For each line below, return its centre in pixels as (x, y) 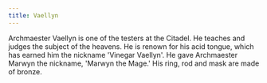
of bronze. (25, 71)
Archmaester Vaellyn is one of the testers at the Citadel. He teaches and (127, 38)
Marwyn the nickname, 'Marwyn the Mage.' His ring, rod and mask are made (134, 63)
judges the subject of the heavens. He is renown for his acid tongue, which (131, 46)
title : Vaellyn (33, 15)
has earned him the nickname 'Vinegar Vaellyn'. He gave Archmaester (123, 55)
